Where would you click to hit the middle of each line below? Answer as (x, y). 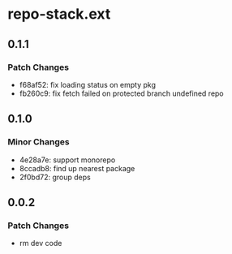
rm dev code (41, 243)
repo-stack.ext (59, 14)
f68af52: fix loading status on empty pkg (87, 84)
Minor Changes (39, 142)
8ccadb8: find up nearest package (77, 168)
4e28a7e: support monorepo (67, 160)
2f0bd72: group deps (55, 177)
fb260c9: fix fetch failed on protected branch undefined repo (121, 93)
